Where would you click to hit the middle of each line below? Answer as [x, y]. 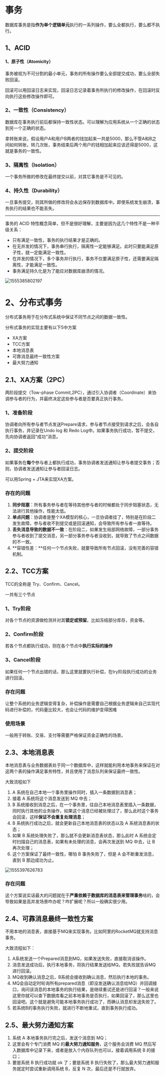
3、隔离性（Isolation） [32, 165]
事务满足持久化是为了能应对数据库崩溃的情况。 [59, 271]
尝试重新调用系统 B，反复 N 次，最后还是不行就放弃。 [84, 1069]
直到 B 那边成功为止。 [34, 860]
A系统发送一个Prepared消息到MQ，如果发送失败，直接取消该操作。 [80, 959]
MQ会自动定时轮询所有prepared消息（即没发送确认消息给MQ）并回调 [82, 983]
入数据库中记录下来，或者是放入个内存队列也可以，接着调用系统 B [79, 1050]
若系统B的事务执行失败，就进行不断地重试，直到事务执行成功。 [76, 1008]
